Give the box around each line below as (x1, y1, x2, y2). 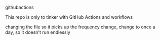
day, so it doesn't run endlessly (5, 29, 71, 35)
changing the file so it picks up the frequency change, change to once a (5, 24, 155, 30)
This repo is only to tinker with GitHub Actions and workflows (5, 14, 133, 20)
